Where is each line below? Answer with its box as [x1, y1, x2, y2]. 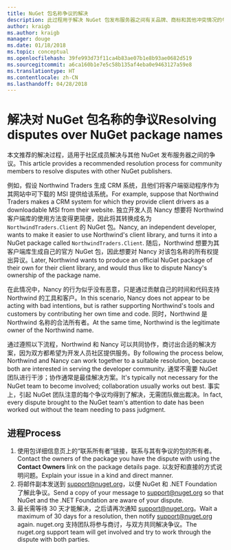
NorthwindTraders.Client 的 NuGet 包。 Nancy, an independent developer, [7, 223, 217, 231]
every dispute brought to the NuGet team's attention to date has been [7, 398, 204, 406]
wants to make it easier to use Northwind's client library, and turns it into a [7, 231, 218, 239]
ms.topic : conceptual [7, 49, 69, 56]
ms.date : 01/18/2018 [7, 42, 67, 49]
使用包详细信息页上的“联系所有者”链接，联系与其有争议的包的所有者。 [16, 447, 216, 454]
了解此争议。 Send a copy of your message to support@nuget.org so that [16, 489, 224, 496]
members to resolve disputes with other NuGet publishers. [7, 167, 173, 175]
